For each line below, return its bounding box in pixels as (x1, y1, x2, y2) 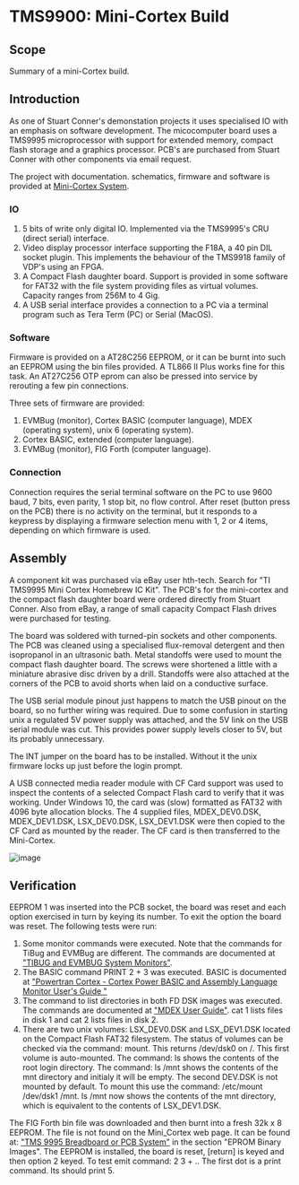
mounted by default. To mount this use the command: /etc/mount (21, 1081, 263, 1092)
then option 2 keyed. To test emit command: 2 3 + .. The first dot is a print (9, 1155, 282, 1167)
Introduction (9, 91, 81, 107)
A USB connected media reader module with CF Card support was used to (9, 778, 284, 789)
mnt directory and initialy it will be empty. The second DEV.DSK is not (21, 1072, 278, 1083)
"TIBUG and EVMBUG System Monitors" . (21, 957, 173, 968)
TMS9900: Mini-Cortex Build (9, 6, 230, 27)
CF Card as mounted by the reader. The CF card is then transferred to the (9, 825, 280, 836)
